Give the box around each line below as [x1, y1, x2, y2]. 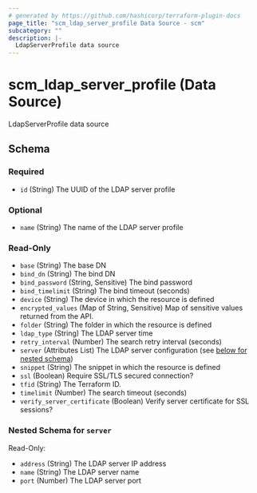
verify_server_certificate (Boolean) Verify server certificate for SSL [19, 396, 250, 406]
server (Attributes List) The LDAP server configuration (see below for [19, 345, 247, 356]
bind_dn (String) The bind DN [19, 269, 116, 279]
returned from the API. [19, 312, 94, 321]
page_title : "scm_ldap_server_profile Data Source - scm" [8, 19, 205, 27]
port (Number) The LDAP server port [19, 475, 142, 485]
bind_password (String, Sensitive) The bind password [19, 277, 193, 288]
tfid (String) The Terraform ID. [19, 380, 122, 389]
